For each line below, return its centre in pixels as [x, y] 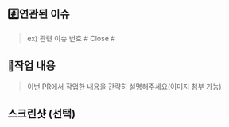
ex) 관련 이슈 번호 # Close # [71, 38]
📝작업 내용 [32, 66]
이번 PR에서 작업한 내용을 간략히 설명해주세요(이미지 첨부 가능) [124, 87]
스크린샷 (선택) [42, 114]
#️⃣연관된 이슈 [39, 14]
